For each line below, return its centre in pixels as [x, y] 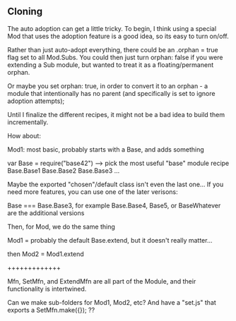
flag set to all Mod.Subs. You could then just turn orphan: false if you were [116, 57]
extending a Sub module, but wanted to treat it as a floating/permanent [111, 65]
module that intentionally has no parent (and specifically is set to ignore [111, 93]
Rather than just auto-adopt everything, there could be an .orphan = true [113, 49]
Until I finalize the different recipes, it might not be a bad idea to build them [116, 114]
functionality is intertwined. [47, 289]
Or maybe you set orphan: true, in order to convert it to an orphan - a [108, 86]
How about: [24, 135]
